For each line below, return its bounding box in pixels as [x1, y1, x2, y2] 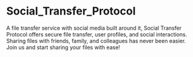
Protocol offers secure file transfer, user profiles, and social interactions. [6, 30, 188, 38]
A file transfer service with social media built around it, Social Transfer [6, 24, 182, 32]
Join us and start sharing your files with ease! [6, 44, 120, 51]
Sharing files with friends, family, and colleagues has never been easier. [6, 37, 186, 44]
